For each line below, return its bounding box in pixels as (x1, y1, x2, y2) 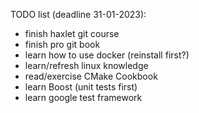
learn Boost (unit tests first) (24, 81, 138, 93)
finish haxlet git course (24, 28, 120, 39)
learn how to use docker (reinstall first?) (24, 49, 190, 61)
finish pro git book (24, 39, 101, 50)
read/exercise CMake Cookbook (24, 70, 158, 82)
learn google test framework (24, 92, 143, 103)
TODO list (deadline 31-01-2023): (10, 9, 147, 20)
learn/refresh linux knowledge (24, 60, 149, 71)
